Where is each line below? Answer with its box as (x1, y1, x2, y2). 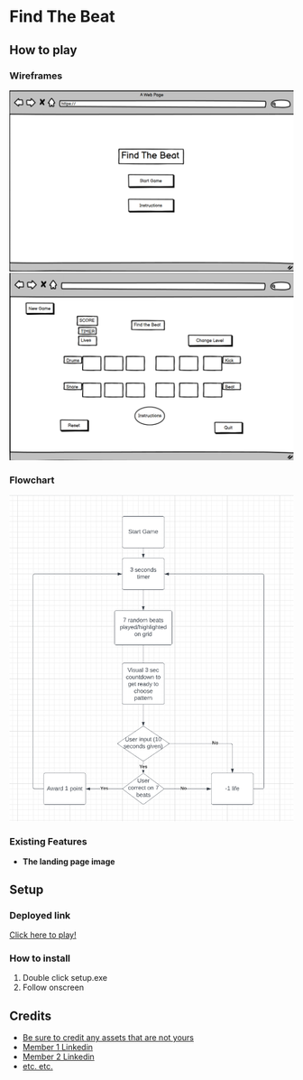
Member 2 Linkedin (22, 1051, 95, 1062)
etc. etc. (22, 1061, 54, 1072)
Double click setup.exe (22, 973, 108, 983)
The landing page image (22, 855, 115, 867)
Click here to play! (9, 929, 77, 940)
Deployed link (9, 909, 71, 921)
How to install (9, 952, 70, 965)
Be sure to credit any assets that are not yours (22, 1032, 194, 1043)
